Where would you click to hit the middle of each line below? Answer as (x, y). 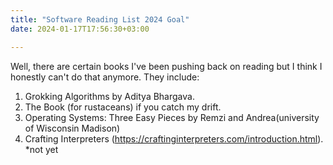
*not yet (41, 149)
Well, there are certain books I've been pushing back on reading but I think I (166, 66)
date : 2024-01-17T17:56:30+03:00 (80, 29)
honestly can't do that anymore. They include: (105, 77)
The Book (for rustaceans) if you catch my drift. (123, 107)
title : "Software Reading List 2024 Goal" (100, 19)
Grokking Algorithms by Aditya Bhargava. (109, 96)
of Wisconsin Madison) (72, 128)
